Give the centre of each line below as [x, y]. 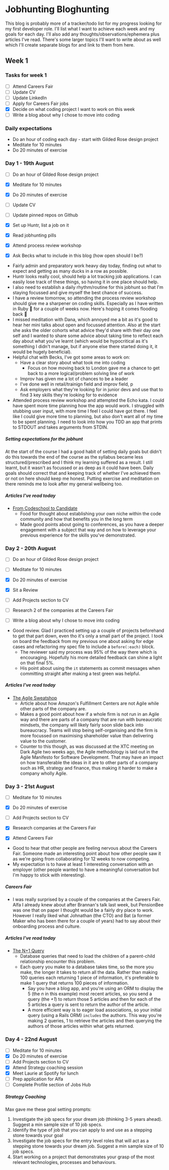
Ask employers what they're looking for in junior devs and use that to [92, 390]
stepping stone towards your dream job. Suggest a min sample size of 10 [88, 1146]
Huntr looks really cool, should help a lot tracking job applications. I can [87, 277]
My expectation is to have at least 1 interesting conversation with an [83, 864]
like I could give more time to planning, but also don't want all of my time [88, 417]
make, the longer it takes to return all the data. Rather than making [89, 972]
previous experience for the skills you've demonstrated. [78, 535]
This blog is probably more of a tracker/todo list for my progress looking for [83, 23]
